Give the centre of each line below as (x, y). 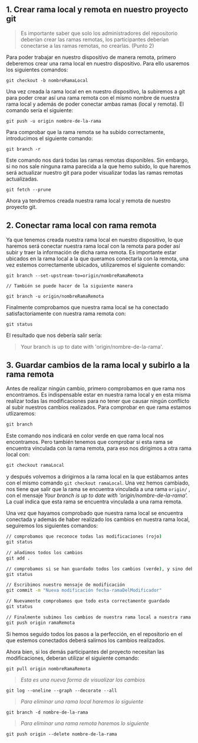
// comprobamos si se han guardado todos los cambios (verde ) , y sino (95, 569)
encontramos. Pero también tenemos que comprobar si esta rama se (90, 442)
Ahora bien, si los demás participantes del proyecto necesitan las (85, 652)
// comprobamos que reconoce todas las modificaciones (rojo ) (84, 536)
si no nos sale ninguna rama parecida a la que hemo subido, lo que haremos (99, 166)
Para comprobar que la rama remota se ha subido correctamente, (85, 132)
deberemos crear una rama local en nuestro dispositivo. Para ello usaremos (98, 63)
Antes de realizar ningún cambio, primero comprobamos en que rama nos (96, 388)
